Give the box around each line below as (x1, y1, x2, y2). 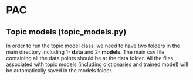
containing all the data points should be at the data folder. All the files (6, 55, 174, 61)
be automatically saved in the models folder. (6, 67, 113, 74)
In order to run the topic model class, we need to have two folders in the (6, 42, 180, 49)
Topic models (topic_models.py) (6, 27, 127, 37)
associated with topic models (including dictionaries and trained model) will (6, 61, 188, 68)
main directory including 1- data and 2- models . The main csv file (6, 48, 165, 55)
